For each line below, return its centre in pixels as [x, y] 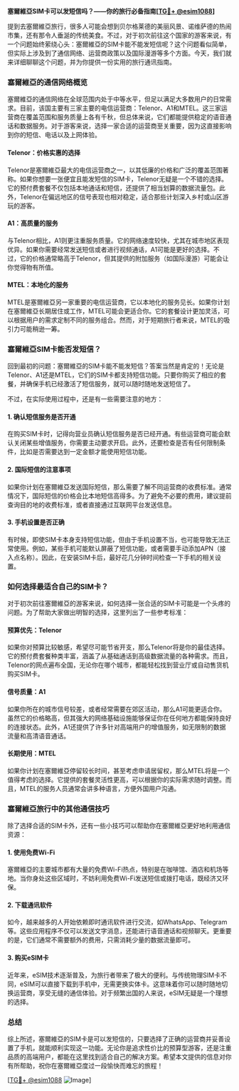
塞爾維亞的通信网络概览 [47, 82]
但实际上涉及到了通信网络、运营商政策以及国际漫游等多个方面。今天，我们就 [119, 53]
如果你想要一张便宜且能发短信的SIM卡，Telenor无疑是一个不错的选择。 [123, 179]
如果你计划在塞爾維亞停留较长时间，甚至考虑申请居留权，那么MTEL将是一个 [119, 770]
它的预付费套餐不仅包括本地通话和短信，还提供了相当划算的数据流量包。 [113, 188]
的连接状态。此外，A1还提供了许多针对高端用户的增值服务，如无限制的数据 [117, 727]
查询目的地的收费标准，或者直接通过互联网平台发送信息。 [91, 504]
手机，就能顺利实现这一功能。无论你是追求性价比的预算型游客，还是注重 [126, 1047]
